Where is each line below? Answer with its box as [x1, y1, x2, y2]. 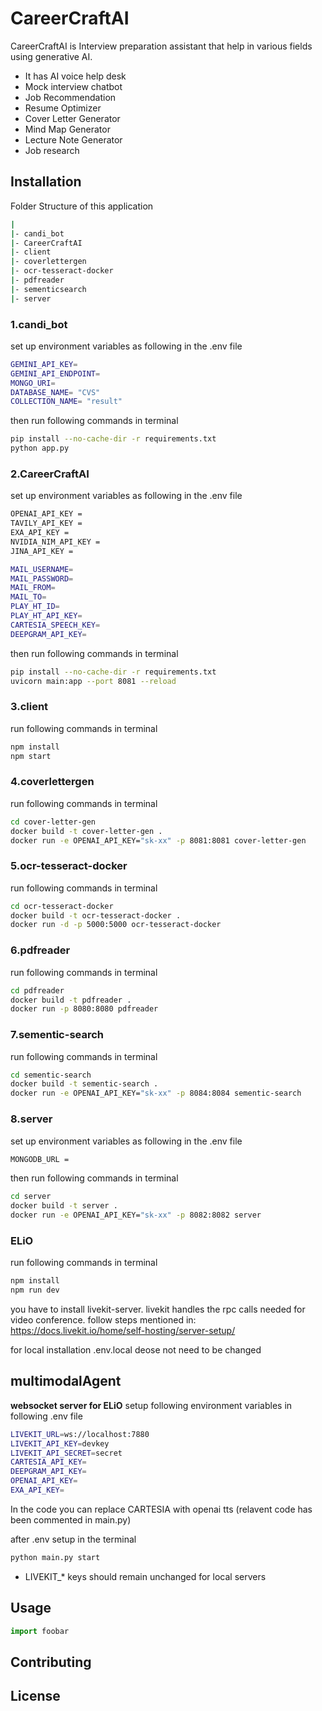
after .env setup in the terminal [10, 1533, 137, 1545]
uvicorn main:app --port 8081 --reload [10, 676, 177, 686]
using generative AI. [10, 50, 93, 62]
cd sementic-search [10, 1070, 92, 1080]
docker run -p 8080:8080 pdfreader [10, 1004, 159, 1014]
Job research [24, 144, 80, 156]
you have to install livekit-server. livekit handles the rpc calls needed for [10, 1303, 306, 1316]
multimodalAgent [10, 1373, 122, 1390]
